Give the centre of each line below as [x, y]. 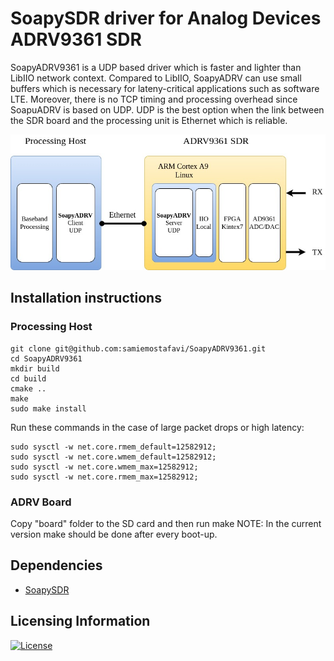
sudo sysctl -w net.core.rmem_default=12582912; [113, 447]
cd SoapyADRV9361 [46, 358]
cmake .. [28, 388]
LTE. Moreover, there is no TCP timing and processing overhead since [154, 99]
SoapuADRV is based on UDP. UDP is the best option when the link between [167, 109]
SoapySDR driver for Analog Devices [166, 18]
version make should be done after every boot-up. [114, 534]
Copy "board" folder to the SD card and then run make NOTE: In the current [166, 523]
